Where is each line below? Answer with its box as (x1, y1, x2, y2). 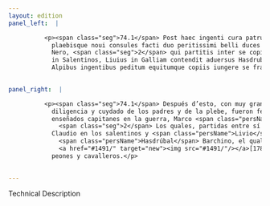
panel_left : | (8, 19, 59, 27)
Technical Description (8, 188, 81, 198)
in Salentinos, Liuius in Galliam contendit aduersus (51, 56, 235, 64)
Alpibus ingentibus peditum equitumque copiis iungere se (51, 63, 250, 72)
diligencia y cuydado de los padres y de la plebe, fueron (51, 107, 253, 115)
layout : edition (8, 11, 63, 20)
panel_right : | (8, 85, 63, 93)
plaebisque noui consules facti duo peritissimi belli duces (51, 41, 261, 49)
